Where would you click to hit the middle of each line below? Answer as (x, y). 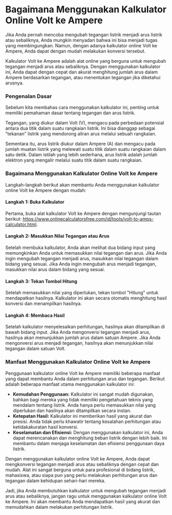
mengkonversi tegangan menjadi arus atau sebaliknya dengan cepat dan (82, 464)
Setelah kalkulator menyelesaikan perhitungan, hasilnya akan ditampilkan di (85, 327)
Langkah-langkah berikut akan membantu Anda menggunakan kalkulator (82, 185)
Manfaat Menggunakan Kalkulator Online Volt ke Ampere (78, 362)
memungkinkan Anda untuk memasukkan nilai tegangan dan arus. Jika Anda (86, 253)
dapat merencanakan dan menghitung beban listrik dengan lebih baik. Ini (90, 438)
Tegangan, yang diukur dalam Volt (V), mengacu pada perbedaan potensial (85, 123)
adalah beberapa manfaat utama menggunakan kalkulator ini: (70, 384)
